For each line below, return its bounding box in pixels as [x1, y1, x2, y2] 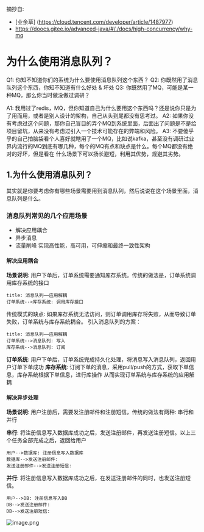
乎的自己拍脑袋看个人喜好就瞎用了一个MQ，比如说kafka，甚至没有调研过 [6, 135, 189, 142]
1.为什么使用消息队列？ [6, 170, 93, 180]
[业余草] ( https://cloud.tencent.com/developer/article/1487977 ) [15, 18, 174, 26]
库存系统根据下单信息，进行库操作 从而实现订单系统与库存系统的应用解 [16, 371, 195, 378]
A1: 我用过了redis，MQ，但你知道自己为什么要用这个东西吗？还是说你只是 [6, 104, 191, 112]
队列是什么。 [11, 195, 44, 202]
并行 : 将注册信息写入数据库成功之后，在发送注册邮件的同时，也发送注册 [6, 475, 186, 482]
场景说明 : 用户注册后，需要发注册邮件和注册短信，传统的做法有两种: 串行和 [6, 408, 194, 416]
